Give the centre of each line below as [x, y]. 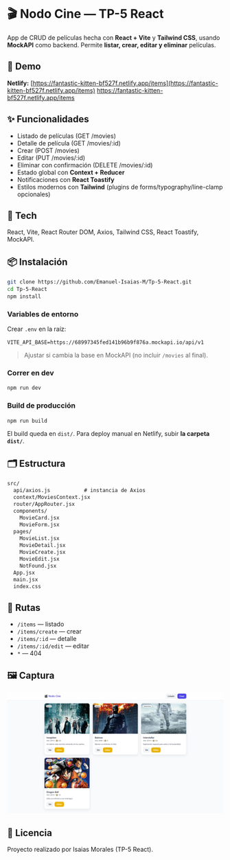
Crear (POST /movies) [48, 150]
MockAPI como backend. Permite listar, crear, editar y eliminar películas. [112, 45]
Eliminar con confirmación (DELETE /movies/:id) [85, 165]
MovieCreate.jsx [43, 553]
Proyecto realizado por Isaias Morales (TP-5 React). [80, 850]
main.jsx [26, 580]
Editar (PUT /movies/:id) [51, 158]
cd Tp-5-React [27, 290]
